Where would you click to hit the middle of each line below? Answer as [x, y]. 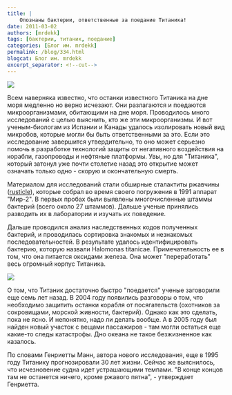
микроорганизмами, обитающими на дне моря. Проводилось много [108, 112]
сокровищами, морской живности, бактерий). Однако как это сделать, [112, 312]
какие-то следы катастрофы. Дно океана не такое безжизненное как [109, 334]
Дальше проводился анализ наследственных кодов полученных [103, 227]
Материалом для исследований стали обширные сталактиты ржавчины [113, 184]
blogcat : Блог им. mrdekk [44, 59]
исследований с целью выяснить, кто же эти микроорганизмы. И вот [110, 119]
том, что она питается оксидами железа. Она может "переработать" [109, 256]
